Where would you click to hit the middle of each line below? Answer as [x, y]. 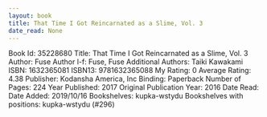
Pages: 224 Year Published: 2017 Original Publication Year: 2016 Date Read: [134, 87]
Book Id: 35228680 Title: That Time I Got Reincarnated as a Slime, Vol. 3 [128, 54]
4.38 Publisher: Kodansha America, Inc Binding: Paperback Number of [125, 79]
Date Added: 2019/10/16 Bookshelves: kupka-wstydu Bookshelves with [126, 96]
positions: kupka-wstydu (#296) [62, 104]
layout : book [30, 16]
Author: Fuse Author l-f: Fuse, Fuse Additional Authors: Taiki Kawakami [126, 62]
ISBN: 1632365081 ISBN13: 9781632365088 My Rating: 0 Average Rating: [130, 71]
